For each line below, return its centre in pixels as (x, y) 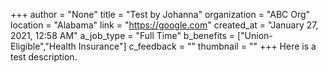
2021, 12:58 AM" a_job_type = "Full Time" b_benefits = (123, 35)
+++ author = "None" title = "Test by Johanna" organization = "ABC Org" (160, 14)
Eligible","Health (43, 46)
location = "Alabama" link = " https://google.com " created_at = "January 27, (164, 25)
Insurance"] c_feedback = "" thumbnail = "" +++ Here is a (197, 46)
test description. (44, 57)
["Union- (254, 35)
